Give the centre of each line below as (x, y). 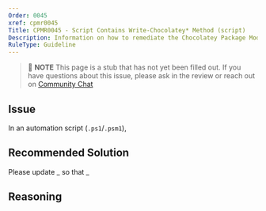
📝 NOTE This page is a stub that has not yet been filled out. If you (134, 67)
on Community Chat (60, 85)
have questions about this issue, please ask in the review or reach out (141, 76)
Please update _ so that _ (49, 171)
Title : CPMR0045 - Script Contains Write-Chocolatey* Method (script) (127, 30)
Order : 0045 (28, 15)
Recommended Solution (68, 153)
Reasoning (35, 197)
